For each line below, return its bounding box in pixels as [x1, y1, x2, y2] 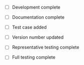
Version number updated [12, 34, 64, 40]
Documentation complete [12, 14, 65, 20]
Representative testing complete [12, 44, 79, 50]
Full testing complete [12, 54, 56, 60]
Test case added [12, 24, 47, 30]
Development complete [12, 4, 61, 10]
